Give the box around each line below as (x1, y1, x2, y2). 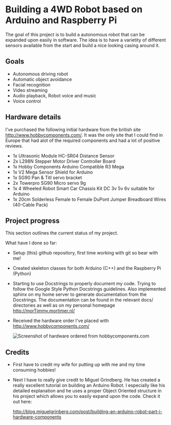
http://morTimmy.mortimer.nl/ (12, 308, 75, 314)
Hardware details (5, 113, 61, 121)
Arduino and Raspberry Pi (5, 14, 117, 26)
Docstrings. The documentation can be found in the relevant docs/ (12, 297, 154, 303)
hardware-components (12, 414, 61, 420)
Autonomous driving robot (12, 71, 68, 77)
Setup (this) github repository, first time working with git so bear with (12, 250, 158, 256)
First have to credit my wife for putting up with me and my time (12, 362, 145, 368)
